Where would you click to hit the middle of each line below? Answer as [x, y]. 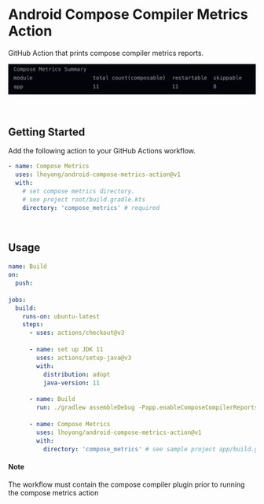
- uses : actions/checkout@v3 [77, 333]
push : [24, 283]
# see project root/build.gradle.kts [84, 199]
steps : [33, 325]
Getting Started [47, 132]
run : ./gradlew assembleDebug [86, 408]
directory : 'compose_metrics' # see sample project [129, 449]
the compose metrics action [53, 492]
